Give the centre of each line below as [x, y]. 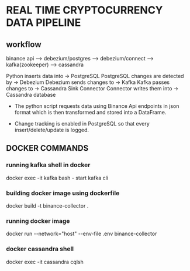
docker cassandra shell [40, 249]
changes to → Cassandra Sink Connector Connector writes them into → [92, 88]
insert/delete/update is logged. [52, 130]
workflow [24, 44]
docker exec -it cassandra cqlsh [45, 262]
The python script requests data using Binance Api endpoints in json [97, 106]
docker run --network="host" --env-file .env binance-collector [82, 234]
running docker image [38, 221]
